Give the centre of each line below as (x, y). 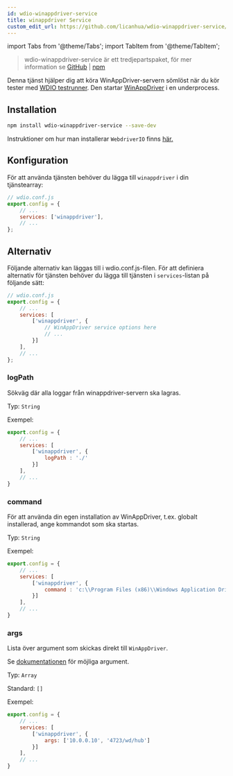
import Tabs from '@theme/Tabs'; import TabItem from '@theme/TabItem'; (114, 46)
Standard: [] (25, 689)
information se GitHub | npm (64, 67)
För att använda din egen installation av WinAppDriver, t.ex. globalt (102, 517)
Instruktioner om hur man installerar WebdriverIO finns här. (90, 139)
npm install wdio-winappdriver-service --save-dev (82, 126)
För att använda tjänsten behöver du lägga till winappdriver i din (98, 177)
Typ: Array (22, 675)
